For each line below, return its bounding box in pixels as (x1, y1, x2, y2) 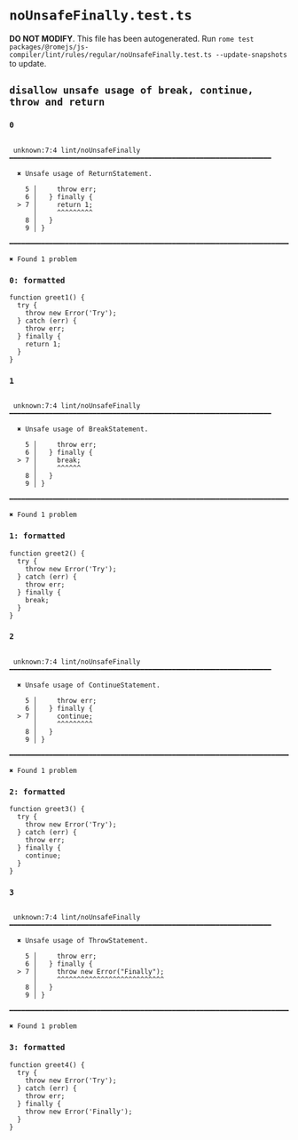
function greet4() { (9, 1060, 86, 1069)
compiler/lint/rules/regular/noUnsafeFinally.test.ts (9, 50, 213, 60)
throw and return (9, 96, 105, 108)
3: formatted (9, 1042, 66, 1053)
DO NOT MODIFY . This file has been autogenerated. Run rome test (9, 33, 255, 44)
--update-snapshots (216, 50, 288, 60)
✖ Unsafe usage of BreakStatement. (17, 425, 149, 434)
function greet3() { (9, 805, 86, 814)
